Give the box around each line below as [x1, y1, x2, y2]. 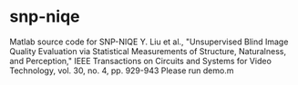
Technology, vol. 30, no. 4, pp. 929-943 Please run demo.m [9, 65, 234, 76]
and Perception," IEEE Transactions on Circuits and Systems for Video [9, 55, 272, 66]
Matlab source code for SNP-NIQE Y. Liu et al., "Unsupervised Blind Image [9, 36, 289, 47]
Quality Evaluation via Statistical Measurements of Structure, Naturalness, [9, 45, 287, 56]
